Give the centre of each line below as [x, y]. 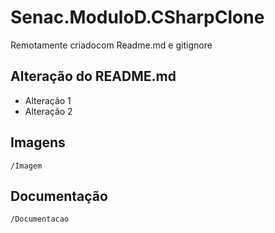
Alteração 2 [48, 111]
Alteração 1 [48, 100]
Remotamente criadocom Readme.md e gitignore [111, 45]
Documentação [59, 196]
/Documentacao [40, 219]
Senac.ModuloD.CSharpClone [137, 17]
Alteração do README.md [93, 76]
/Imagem [26, 166]
